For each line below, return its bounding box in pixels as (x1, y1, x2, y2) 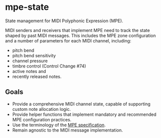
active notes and (12, 68, 46, 74)
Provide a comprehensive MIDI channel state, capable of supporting (12, 101, 151, 107)
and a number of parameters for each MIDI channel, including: (5, 37, 131, 43)
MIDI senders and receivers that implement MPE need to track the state (5, 27, 150, 33)
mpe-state (5, 1, 49, 13)
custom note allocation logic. (12, 106, 71, 112)
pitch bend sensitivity (12, 52, 56, 58)
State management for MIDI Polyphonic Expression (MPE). (5, 18, 124, 24)
